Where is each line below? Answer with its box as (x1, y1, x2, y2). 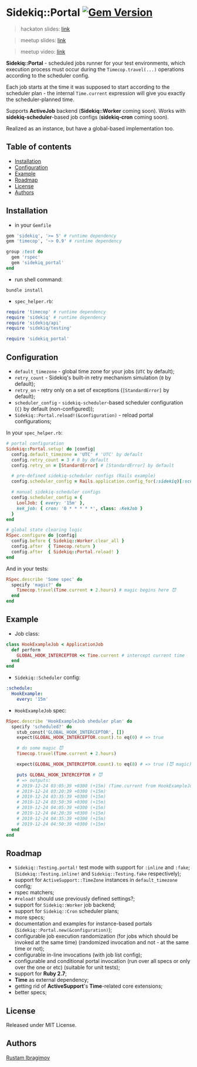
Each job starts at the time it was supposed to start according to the (6, 83, 170, 91)
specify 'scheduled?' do (11, 724, 72, 730)
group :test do (6, 249, 43, 255)
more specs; (14, 914, 45, 921)
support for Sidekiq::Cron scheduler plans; (14, 908, 119, 915)
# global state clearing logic (6, 527, 83, 533)
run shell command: (14, 276, 63, 283)
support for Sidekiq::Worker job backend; (14, 901, 116, 908)
